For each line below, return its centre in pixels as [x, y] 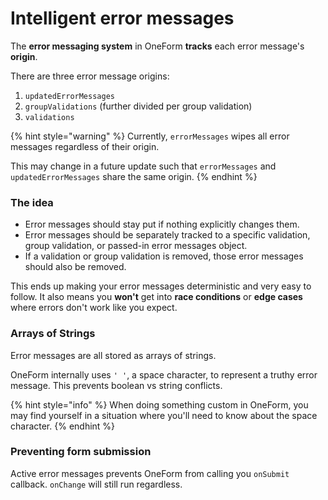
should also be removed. [75, 267]
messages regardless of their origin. [85, 146]
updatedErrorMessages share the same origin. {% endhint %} [134, 176]
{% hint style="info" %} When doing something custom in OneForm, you [159, 404]
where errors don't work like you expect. [94, 308]
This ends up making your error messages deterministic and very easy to [161, 286]
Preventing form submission [81, 452]
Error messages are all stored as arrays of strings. [113, 355]
